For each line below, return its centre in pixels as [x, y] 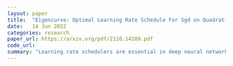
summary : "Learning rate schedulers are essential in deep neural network [118, 52]
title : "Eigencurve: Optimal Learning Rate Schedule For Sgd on [103, 20]
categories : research [38, 33]
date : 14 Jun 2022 [37, 26]
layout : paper [28, 13]
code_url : [21, 45]
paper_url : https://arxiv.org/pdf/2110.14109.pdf [80, 39]
